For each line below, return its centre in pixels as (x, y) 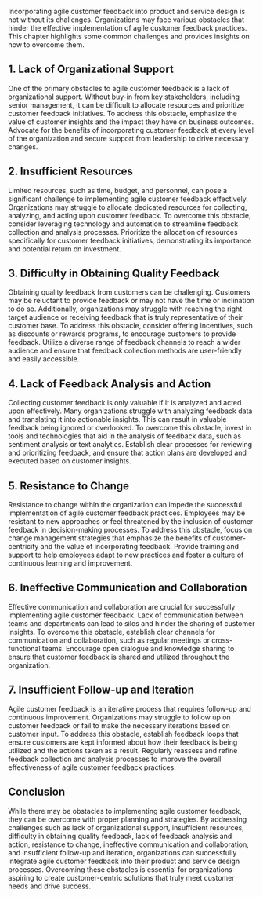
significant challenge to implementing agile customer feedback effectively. (128, 199)
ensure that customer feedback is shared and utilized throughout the (119, 657)
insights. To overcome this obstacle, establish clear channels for (112, 632)
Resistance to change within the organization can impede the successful (125, 505)
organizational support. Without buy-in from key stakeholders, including (124, 97)
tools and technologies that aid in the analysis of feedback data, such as (124, 436)
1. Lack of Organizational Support (91, 70)
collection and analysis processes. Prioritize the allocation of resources (123, 232)
